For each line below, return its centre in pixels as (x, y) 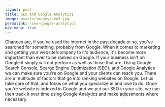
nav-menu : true (21, 28)
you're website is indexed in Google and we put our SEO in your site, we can (82, 89)
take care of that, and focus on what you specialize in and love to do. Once (81, 83)
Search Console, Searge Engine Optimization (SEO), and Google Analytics (80, 68)
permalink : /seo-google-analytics (41, 23)
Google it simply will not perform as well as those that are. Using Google (78, 63)
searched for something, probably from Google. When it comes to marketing (83, 47)
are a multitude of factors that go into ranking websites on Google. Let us (79, 79)
